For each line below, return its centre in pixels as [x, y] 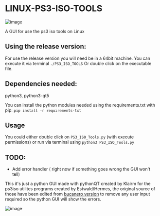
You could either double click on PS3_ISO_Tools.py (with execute [70, 137]
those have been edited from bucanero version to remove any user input [78, 194]
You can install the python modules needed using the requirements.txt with [80, 105]
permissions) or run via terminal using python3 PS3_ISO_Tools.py [70, 142]
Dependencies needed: [41, 84]
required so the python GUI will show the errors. [53, 199]
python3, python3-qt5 [27, 96]
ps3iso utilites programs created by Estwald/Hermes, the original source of [80, 189]
